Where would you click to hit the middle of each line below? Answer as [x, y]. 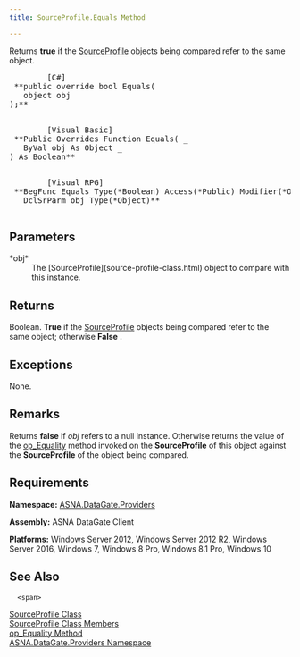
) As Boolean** [42, 156]
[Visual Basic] [80, 130]
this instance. [56, 277]
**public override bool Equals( [85, 86]
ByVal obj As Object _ [73, 147]
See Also [34, 577]
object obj [47, 95]
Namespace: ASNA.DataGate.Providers [83, 504]
